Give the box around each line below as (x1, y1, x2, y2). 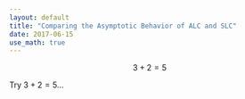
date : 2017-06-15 (9, 29, 74, 38)
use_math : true (9, 37, 66, 47)
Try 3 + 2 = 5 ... (9, 79, 64, 90)
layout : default (9, 12, 69, 22)
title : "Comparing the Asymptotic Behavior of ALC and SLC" (9, 21, 238, 30)
